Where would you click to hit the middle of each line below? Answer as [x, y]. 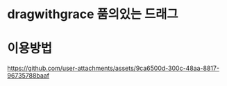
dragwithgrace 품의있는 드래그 [93, 14]
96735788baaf [28, 76]
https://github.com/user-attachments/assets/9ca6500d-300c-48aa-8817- [113, 68]
